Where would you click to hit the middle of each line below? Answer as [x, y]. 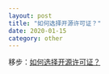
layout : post [30, 16]
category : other [36, 38]
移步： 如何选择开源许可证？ [55, 62]
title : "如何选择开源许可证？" [55, 23]
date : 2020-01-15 [38, 31]
